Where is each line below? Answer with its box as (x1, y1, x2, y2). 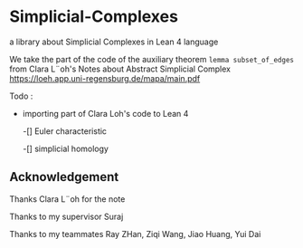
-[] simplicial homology (22, 143, 109, 154)
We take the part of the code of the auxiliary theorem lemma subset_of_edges (9, 53, 294, 64)
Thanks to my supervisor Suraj (9, 211, 124, 222)
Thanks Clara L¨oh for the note (9, 193, 126, 205)
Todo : (9, 91, 33, 101)
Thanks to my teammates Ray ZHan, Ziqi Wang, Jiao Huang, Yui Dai (9, 228, 261, 239)
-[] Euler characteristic (22, 125, 107, 137)
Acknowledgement (9, 169, 119, 185)
